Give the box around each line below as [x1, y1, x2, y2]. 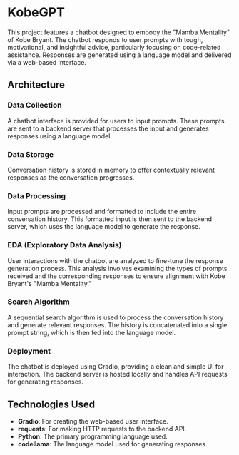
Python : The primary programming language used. [17, 432, 168, 441]
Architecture [7, 79, 66, 91]
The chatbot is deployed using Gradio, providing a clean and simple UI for [7, 362, 224, 371]
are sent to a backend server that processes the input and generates [7, 124, 209, 133]
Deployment [7, 346, 51, 356]
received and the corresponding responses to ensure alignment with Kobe [7, 272, 226, 280]
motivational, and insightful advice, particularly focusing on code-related [7, 43, 221, 51]
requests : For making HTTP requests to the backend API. [17, 424, 187, 433]
